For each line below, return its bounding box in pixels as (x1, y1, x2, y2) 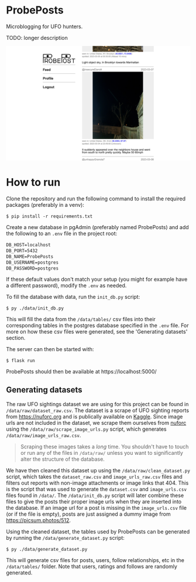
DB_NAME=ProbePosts (6, 253, 54, 260)
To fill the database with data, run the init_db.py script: (6, 293, 140, 300)
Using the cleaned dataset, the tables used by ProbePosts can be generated (6, 528, 190, 535)
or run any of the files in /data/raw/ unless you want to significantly (20, 449, 183, 456)
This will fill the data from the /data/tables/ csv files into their (6, 315, 156, 322)
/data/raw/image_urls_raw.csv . (6, 431, 81, 438)
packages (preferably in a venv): (6, 201, 85, 208)
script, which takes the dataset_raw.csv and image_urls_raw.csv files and (6, 473, 183, 480)
